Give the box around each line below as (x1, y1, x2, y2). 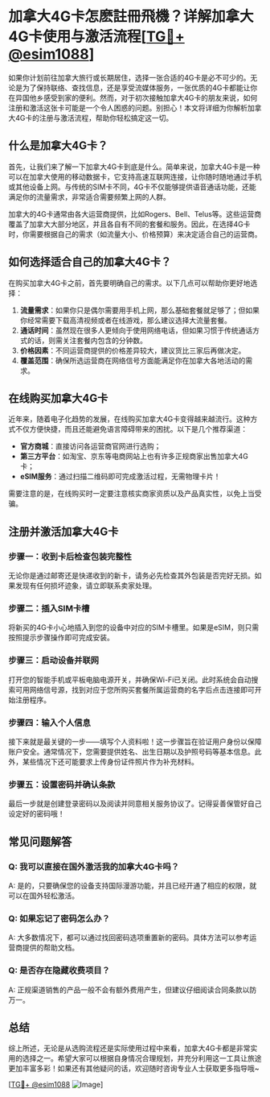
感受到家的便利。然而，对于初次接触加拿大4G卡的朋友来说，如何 (43, 93, 258, 102)
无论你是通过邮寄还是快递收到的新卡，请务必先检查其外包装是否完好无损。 (8, 571, 255, 581)
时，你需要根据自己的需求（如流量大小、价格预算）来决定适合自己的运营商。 (8, 229, 262, 238)
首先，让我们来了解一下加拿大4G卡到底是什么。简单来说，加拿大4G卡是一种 (8, 162, 260, 172)
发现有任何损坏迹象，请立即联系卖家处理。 (14, 581, 157, 590)
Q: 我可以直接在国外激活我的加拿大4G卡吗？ (8, 861, 179, 872)
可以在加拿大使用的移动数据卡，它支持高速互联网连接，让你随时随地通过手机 (8, 172, 262, 181)
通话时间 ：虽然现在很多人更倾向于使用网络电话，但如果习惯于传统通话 (19, 325, 253, 335)
